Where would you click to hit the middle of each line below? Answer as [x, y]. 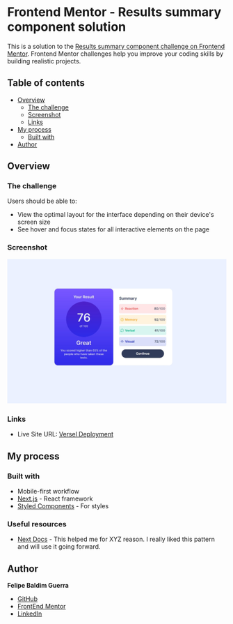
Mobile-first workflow [48, 491]
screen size [34, 222]
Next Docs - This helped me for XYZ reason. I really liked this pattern [116, 539]
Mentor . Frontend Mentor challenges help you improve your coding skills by [115, 54]
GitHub [27, 599]
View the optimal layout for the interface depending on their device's [115, 215]
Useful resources [37, 524]
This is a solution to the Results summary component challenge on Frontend [116, 46]
